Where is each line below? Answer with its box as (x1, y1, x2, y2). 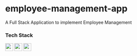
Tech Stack (5, 32, 33, 39)
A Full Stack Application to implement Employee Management (5, 19, 132, 25)
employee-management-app (5, 3, 127, 14)
